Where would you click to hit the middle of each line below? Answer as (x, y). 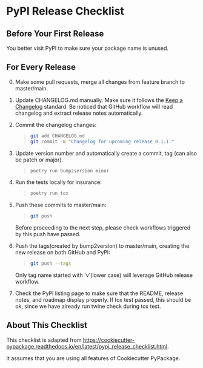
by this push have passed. (48, 234)
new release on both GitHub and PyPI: (62, 253)
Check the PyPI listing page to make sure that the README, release (99, 293)
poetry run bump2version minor (70, 171)
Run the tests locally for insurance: (58, 182)
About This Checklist (47, 325)
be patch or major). (39, 160)
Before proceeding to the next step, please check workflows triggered (103, 228)
